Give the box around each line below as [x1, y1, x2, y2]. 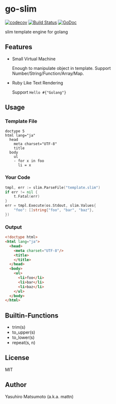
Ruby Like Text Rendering [12, 80, 63, 85]
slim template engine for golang [5, 29, 68, 34]
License [5, 353, 29, 362]
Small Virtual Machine [12, 56, 56, 62]
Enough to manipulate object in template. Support [12, 65, 111, 71]
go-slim [5, 3, 37, 15]
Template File [5, 118, 38, 125]
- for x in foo [14, 159, 44, 164]
